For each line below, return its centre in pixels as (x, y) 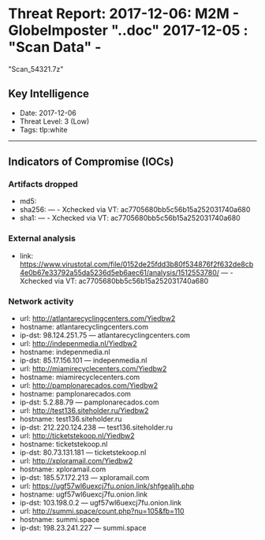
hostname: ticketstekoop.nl (63, 444)
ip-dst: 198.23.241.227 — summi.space (83, 528)
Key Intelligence (49, 94)
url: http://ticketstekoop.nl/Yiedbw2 (77, 436)
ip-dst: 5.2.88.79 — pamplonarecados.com (89, 402)
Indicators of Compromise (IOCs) (91, 162)
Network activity (41, 301)
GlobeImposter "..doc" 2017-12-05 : (128, 30)
